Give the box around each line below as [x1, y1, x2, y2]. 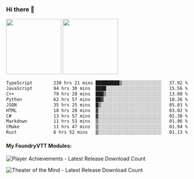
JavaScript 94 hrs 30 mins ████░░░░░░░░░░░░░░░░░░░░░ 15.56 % [6, 85, 188, 92]
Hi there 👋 [6, 5, 35, 14]
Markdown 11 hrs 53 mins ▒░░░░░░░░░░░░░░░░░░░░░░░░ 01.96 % [6, 118, 188, 124]
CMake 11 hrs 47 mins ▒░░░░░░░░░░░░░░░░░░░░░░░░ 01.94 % [6, 124, 188, 130]
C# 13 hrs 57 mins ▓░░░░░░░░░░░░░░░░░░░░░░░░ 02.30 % [6, 113, 188, 119]
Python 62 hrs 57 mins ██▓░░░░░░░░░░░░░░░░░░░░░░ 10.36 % [6, 97, 188, 102]
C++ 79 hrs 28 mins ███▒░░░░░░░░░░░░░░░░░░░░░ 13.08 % [6, 91, 188, 97]
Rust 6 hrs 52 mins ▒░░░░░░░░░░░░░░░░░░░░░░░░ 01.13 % [6, 130, 188, 135]
